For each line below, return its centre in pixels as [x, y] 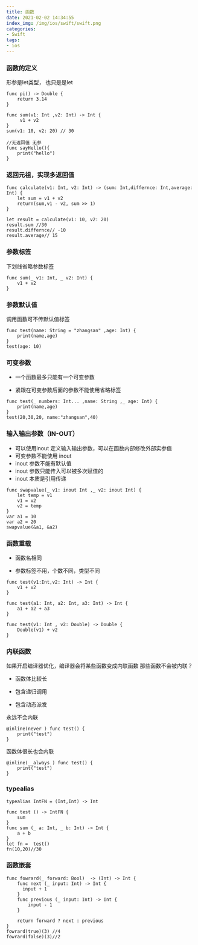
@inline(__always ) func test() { [50, 763]
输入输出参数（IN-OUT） [43, 434]
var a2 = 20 [21, 522]
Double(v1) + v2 [38, 630]
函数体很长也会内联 [30, 752]
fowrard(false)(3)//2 [34, 937]
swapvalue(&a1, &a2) [32, 527]
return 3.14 [32, 99]
